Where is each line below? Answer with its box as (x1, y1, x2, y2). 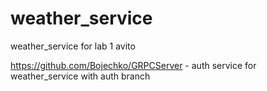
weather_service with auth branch (10, 70, 151, 82)
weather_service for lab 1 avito (10, 40, 136, 52)
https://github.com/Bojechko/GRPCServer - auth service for (10, 59, 257, 71)
